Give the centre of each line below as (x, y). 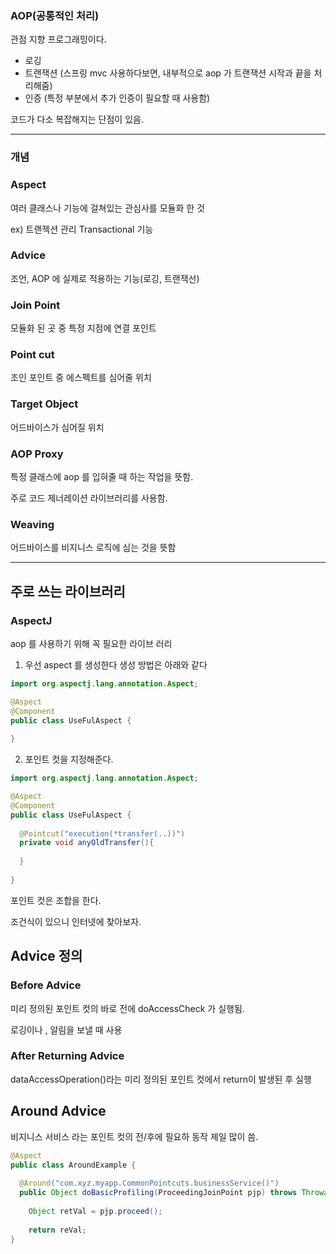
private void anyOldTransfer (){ (87, 843)
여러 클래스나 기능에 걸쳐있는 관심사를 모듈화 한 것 (107, 208)
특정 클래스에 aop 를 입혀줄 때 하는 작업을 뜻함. (102, 476)
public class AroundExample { (73, 1165)
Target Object (44, 404)
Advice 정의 (46, 956)
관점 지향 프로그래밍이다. (58, 39)
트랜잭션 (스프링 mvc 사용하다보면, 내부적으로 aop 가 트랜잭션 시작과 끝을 (168, 73)
